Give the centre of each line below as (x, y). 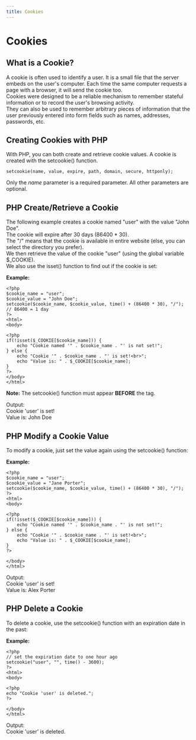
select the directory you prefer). (45, 247)
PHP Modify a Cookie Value (57, 436)
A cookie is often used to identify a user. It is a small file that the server (93, 77)
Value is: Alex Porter (31, 590)
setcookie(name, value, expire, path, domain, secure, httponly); (90, 172)
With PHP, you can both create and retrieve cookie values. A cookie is (91, 155)
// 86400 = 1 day (28, 310)
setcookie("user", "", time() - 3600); (55, 662)
